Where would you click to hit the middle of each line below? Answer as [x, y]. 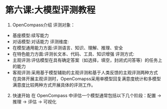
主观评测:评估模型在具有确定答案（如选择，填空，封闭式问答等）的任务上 [87, 60]
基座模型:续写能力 [30, 35]
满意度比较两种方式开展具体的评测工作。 [54, 85]
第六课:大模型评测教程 [50, 10]
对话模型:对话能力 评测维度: [40, 41]
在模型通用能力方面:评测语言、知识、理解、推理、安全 [68, 48]
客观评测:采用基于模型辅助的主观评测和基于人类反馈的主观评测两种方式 [85, 72]
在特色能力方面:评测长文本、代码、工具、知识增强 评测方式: [73, 54]
